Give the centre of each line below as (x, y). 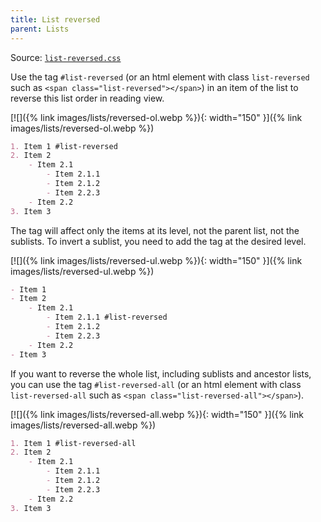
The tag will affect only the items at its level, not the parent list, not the (155, 230)
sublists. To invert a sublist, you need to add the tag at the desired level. (158, 241)
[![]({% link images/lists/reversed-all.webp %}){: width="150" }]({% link (157, 414)
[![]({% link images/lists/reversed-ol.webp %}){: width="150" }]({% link (156, 117)
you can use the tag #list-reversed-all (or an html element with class (156, 384)
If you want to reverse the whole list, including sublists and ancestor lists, (161, 373)
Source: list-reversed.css (66, 57)
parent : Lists (40, 29)
